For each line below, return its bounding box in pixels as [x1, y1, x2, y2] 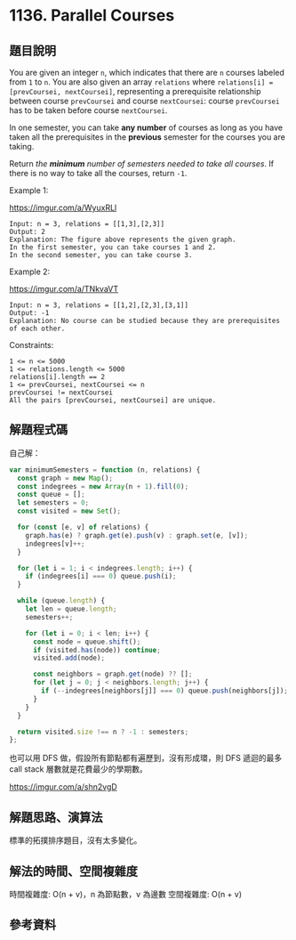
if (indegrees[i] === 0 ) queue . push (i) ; [25, 571, 177, 581]
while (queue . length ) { [17, 596, 105, 605]
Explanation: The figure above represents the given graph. [9, 235, 237, 244]
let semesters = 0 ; [17, 498, 90, 507]
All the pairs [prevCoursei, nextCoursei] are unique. [9, 396, 217, 405]
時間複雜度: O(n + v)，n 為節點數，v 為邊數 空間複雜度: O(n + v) [9, 888, 243, 899]
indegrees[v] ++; [25, 539, 86, 548]
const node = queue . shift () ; [32, 637, 141, 646]
